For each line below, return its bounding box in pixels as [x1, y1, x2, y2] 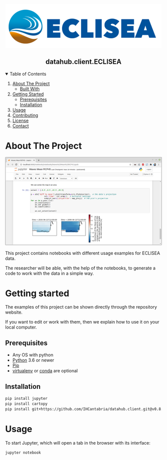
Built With [19, 86, 40, 92]
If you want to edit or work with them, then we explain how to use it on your [5, 319, 160, 325]
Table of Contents [9, 71, 46, 77]
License [12, 117, 29, 123]
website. [5, 309, 23, 315]
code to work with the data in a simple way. [5, 270, 94, 276]
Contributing [12, 112, 38, 118]
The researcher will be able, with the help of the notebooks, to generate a [5, 265, 156, 271]
